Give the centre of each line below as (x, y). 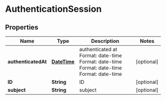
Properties (22, 27)
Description (105, 41)
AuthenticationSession (54, 9)
